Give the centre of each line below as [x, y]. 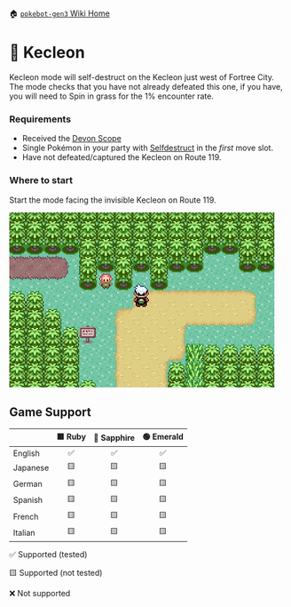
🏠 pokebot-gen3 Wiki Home [60, 13]
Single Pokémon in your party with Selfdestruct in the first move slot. [147, 148]
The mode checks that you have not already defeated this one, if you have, [146, 86]
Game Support [50, 412]
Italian [24, 532]
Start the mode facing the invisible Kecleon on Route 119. [113, 200]
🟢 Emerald [163, 436]
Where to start [41, 180]
